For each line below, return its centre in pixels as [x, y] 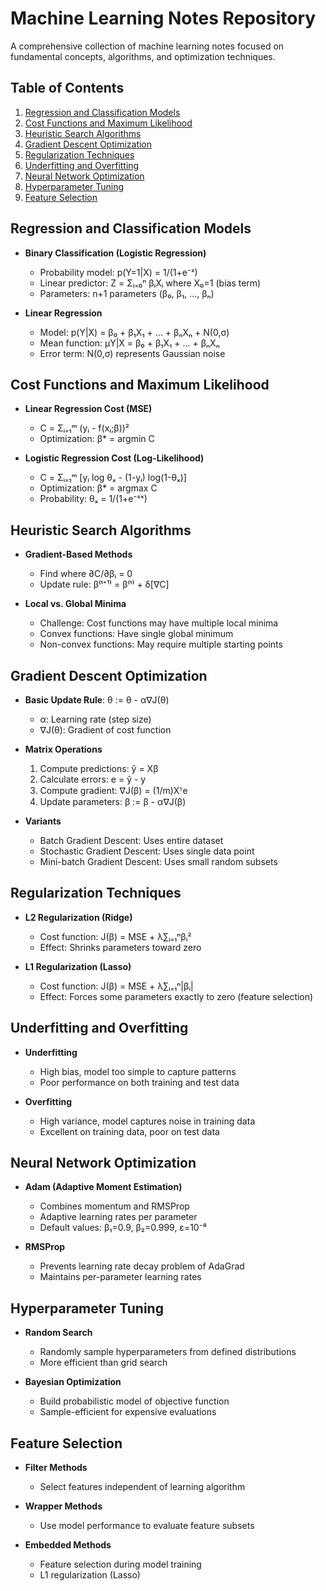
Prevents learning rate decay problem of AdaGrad [142, 1266]
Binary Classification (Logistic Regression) [115, 253]
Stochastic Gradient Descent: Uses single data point [147, 851]
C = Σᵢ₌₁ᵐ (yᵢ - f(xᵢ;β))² [84, 428]
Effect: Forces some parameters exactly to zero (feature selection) [176, 996]
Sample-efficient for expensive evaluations [128, 1412]
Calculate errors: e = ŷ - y [93, 779]
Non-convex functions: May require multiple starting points [161, 644]
